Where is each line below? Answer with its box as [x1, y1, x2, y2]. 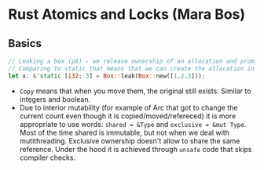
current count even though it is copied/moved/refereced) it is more [19, 111, 236, 121]
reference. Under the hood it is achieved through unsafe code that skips [19, 144, 253, 154]
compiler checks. [19, 153, 76, 162]
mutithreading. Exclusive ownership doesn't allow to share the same [19, 136, 240, 146]
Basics [8, 37, 42, 50]
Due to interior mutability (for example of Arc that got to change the [19, 103, 238, 112]
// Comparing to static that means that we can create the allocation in [8, 64, 255, 72]
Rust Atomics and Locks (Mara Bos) [8, 5, 246, 24]
